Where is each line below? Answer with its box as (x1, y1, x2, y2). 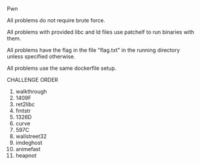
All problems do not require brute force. (7, 17, 105, 23)
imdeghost (15, 139, 43, 146)
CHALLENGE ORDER (7, 76, 59, 83)
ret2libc (15, 101, 35, 108)
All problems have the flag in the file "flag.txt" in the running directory (7, 46, 180, 54)
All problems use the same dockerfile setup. (7, 64, 117, 72)
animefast (15, 146, 41, 152)
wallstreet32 (15, 132, 47, 140)
